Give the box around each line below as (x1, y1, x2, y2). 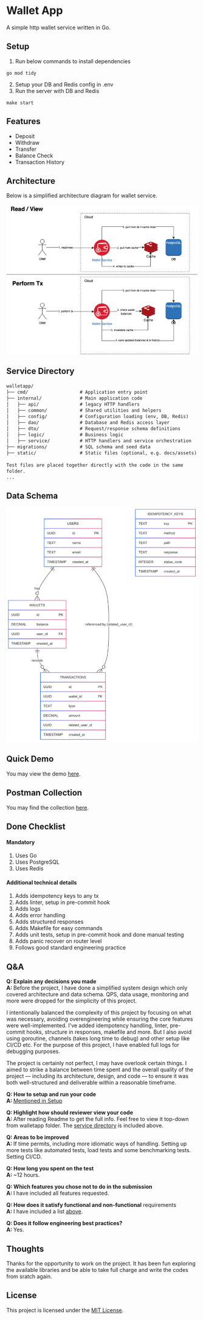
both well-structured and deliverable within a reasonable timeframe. (6, 1079, 176, 1086)
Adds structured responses (15, 918, 84, 925)
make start (6, 100, 34, 106)
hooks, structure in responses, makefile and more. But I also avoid (26, 1029, 192, 1036)
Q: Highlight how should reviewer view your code (6, 1109, 134, 1116)
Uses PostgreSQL (15, 858, 60, 866)
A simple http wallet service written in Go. (6, 24, 111, 31)
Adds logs (15, 905, 41, 912)
